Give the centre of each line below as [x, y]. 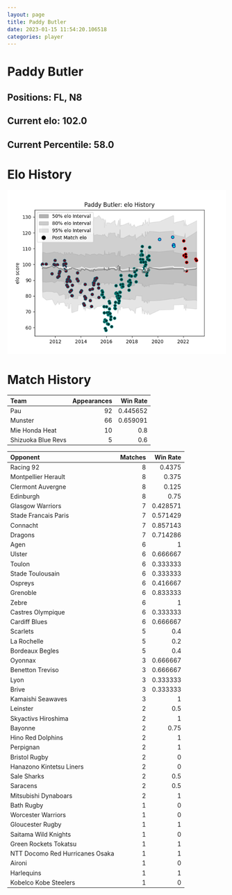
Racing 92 [25, 467]
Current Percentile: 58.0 [61, 145]
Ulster [19, 554]
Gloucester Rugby [36, 825]
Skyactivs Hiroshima [39, 718]
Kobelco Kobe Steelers [43, 883]
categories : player [35, 37]
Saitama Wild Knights [41, 834]
